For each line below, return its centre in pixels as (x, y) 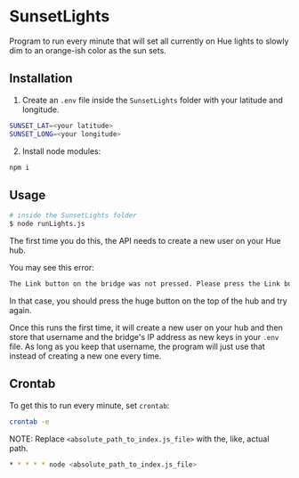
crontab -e (29, 421)
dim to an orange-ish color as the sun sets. (88, 50)
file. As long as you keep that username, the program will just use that (137, 346)
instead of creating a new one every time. (85, 356)
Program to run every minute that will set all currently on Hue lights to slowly (149, 41)
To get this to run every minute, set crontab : (89, 405)
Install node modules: (61, 151)
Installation (41, 79)
